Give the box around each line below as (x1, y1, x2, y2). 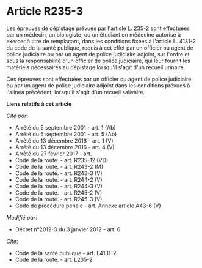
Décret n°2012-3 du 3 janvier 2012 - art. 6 (15, 225, 121, 233)
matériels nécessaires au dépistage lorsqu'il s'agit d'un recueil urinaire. (6, 63, 186, 71)
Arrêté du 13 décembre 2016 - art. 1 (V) (15, 136, 114, 144)
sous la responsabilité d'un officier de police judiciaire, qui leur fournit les (6, 57, 190, 64)
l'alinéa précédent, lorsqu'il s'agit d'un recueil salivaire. (6, 88, 145, 95)
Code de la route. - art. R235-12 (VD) (15, 156, 109, 163)
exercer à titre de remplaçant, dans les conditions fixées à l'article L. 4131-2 (6, 37, 197, 45)
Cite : (6, 237, 18, 245)
